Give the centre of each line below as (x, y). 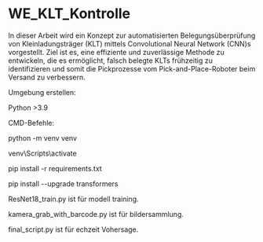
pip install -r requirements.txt (55, 168)
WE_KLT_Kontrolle (69, 14)
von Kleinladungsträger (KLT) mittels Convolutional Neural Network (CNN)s (130, 43)
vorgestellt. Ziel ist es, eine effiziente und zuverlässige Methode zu (117, 52)
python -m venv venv (42, 137)
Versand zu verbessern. (47, 77)
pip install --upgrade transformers (63, 183)
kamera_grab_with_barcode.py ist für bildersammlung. (96, 214)
